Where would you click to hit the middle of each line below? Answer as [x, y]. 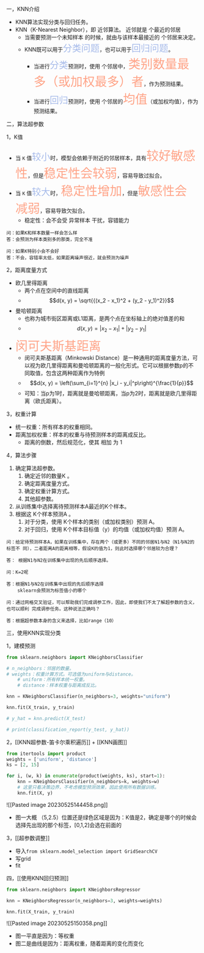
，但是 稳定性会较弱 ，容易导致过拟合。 [96, 173]
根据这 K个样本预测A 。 [45, 514]
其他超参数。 [40, 499]
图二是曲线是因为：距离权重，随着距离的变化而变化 [79, 944]
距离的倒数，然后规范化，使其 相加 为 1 [73, 442]
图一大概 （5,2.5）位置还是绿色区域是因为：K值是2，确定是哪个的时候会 [106, 817]
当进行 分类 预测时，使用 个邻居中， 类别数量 [105, 64]
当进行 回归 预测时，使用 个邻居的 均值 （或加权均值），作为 [116, 99]
